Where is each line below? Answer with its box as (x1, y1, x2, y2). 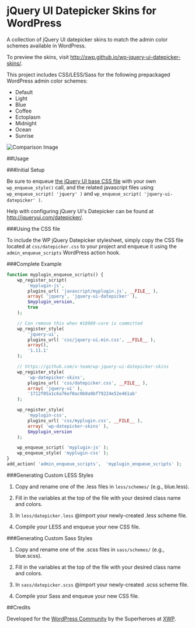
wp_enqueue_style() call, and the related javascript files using (6, 183, 154, 191)
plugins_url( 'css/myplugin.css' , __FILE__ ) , (27, 418, 143, 424)
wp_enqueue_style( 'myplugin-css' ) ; (17, 450, 109, 456)
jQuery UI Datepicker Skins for (6, 4, 156, 18)
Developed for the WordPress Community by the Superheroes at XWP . (6, 615, 176, 622)
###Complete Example (6, 260, 62, 267)
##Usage (6, 155, 29, 162)
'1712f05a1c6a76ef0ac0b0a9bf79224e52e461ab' (27, 391, 138, 397)
